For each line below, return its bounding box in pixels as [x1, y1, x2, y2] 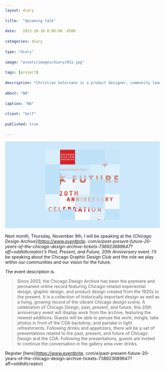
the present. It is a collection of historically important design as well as [17, 294, 160, 300]
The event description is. [5, 269, 55, 275]
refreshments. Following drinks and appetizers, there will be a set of [17, 325, 155, 331]
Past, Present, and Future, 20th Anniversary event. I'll [48, 249, 157, 255]
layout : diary [5, 8, 34, 13]
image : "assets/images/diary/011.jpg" [5, 59, 84, 65]
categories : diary [5, 39, 43, 44]
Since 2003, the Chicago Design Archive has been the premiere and [17, 278, 155, 284]
